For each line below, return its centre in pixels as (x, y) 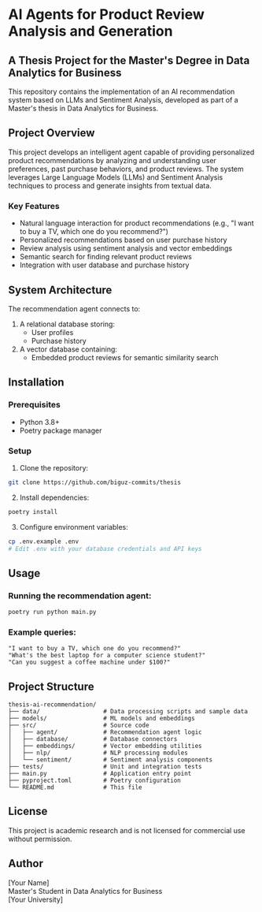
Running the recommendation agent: (80, 595)
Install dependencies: (54, 497)
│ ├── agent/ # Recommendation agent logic (105, 732)
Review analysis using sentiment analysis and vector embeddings (126, 248)
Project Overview (52, 133)
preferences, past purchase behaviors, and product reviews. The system (126, 169)
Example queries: (42, 632)
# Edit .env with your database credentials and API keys (105, 549)
